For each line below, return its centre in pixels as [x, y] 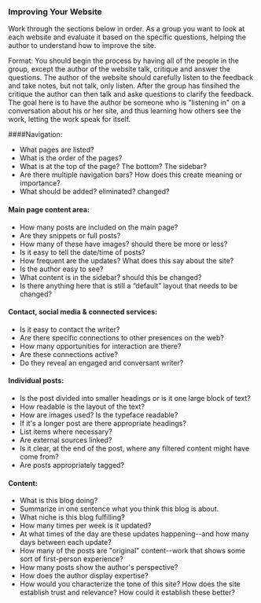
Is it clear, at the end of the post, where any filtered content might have [134, 448]
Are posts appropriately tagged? [72, 465]
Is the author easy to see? [61, 269]
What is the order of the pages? [71, 158]
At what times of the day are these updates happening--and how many [134, 534]
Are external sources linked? [66, 439]
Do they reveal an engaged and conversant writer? [101, 362]
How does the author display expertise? [84, 575]
